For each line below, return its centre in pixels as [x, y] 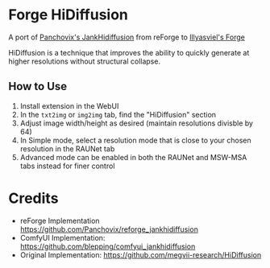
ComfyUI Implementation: [62, 237]
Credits [33, 198]
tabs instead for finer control [67, 166]
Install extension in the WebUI [69, 105]
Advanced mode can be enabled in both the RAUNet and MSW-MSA [133, 157]
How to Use [38, 87]
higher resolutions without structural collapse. [85, 61]
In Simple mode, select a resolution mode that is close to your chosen [135, 140]
